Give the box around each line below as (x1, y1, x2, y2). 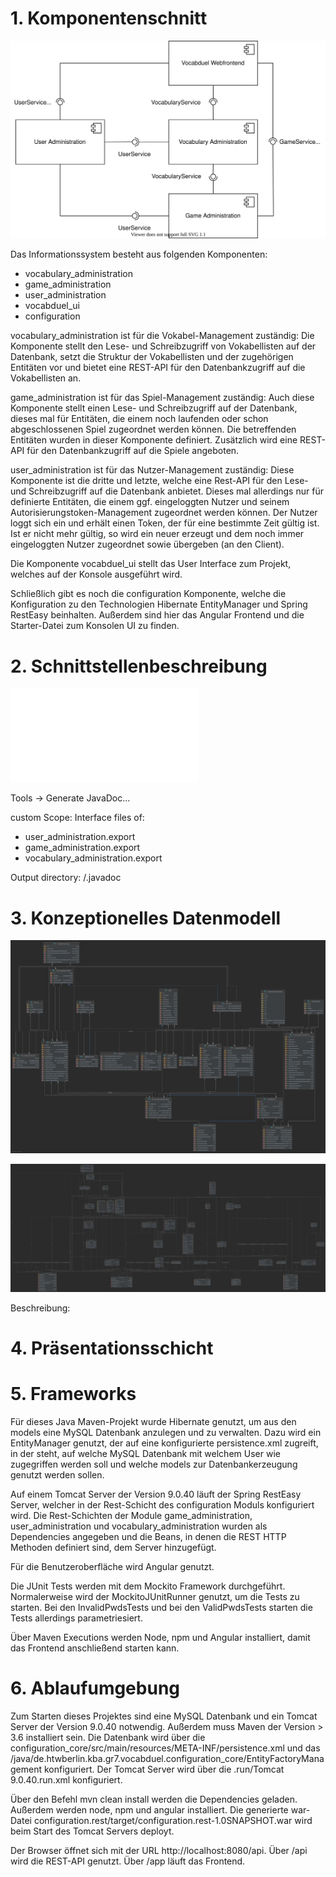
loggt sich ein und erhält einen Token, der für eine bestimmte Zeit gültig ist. (10, 517, 320, 529)
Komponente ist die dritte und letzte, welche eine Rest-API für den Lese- (10, 475, 309, 487)
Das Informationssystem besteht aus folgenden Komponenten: (10, 248, 268, 261)
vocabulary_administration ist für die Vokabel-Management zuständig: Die (10, 330, 315, 342)
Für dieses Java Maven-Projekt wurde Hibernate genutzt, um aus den (10, 1416, 297, 1428)
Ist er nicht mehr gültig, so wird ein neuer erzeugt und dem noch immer (10, 528, 305, 540)
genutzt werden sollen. (10, 1469, 105, 1481)
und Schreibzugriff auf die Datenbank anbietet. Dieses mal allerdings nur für (10, 485, 324, 497)
